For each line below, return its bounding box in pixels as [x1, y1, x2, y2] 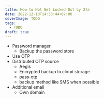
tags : [5, 20, 16, 26]
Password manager [12, 43, 51, 49]
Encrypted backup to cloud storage [19, 69, 90, 74]
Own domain [19, 89, 45, 95]
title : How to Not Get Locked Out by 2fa [5, 7, 90, 12]
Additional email [12, 84, 45, 90]
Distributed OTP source [12, 59, 59, 64]
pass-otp [19, 74, 38, 80]
